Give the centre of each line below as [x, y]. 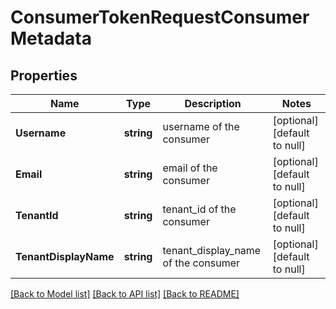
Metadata [51, 38]
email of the [190, 168]
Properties [44, 75]
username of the [201, 126]
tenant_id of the [199, 209]
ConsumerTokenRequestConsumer [160, 17]
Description [213, 103]
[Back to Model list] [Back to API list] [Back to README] [125, 294]
